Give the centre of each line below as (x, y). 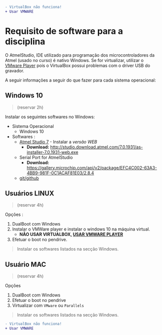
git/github (29, 178)
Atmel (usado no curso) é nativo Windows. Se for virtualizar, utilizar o (74, 60)
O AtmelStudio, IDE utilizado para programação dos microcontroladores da (80, 55)
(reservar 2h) (30, 107)
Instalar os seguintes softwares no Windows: (50, 117)
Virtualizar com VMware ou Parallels (48, 306)
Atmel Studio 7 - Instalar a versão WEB (58, 142)
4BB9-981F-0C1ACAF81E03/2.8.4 (60, 173)
